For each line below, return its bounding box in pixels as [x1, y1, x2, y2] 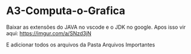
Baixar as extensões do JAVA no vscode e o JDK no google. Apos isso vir [6, 23, 186, 31]
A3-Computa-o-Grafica [6, 4, 126, 18]
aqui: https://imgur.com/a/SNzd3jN [6, 29, 92, 36]
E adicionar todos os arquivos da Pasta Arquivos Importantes [6, 41, 155, 48]
